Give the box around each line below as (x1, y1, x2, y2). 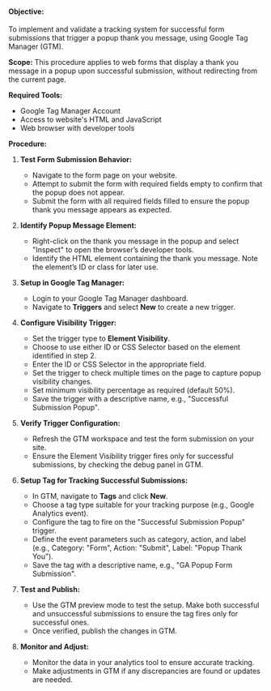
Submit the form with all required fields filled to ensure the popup (32, 196, 250, 206)
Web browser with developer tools (19, 123, 135, 133)
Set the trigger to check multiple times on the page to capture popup (32, 368, 261, 378)
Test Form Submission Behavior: (19, 155, 132, 165)
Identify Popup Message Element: (19, 221, 138, 230)
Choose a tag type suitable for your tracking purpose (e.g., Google (32, 500, 255, 510)
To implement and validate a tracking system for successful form (8, 24, 225, 34)
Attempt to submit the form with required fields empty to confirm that (32, 179, 263, 189)
